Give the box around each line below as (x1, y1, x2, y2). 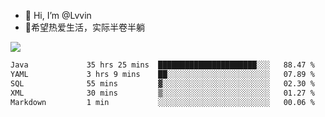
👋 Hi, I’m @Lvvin (24, 10, 92, 21)
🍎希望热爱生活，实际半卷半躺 (24, 21, 145, 33)
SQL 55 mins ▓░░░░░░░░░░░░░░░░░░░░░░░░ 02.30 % (10, 78, 315, 89)
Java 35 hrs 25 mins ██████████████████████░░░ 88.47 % (10, 60, 315, 70)
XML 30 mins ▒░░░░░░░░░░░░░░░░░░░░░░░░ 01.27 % (10, 88, 315, 98)
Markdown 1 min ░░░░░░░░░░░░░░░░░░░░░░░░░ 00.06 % (10, 97, 315, 107)
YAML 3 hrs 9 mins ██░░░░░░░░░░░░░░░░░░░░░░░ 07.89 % (10, 69, 315, 79)
